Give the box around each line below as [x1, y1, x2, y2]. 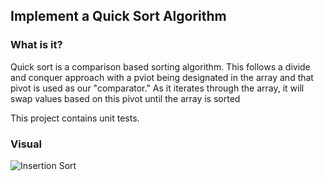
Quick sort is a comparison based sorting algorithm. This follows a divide [10, 60, 311, 73]
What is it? [10, 38, 63, 52]
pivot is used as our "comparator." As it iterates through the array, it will [10, 82, 305, 94]
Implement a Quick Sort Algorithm [10, 8, 227, 25]
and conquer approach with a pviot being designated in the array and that [10, 71, 314, 83]
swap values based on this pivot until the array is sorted [10, 92, 241, 104]
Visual [10, 137, 42, 151]
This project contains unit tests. [10, 112, 140, 124]
